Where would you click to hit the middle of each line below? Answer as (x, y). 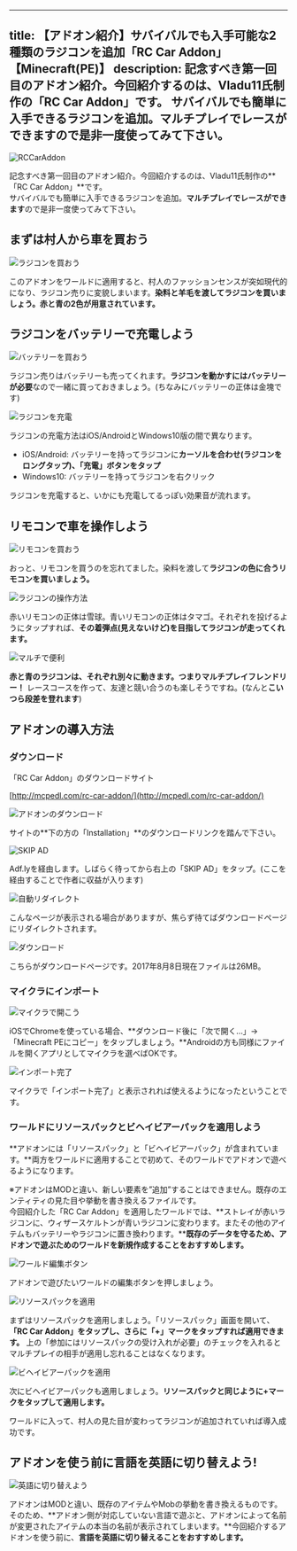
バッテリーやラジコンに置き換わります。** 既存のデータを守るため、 (156, 1234)
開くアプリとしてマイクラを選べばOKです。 (103, 1053)
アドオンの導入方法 (61, 729)
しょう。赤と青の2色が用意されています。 (85, 303)
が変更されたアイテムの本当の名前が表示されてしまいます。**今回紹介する (144, 1526)
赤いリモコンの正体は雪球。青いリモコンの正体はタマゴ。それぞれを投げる (145, 617)
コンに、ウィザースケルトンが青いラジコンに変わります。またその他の (144, 1222)
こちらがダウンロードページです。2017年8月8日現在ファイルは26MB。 (137, 966)
